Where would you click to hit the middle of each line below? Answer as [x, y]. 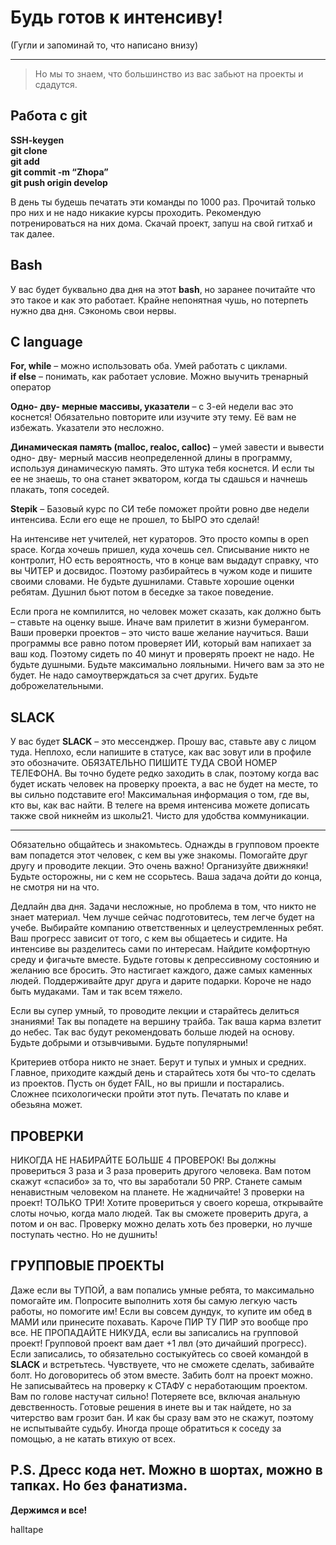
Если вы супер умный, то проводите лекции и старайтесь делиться [155, 1011]
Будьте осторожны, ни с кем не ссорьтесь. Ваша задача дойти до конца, [166, 877]
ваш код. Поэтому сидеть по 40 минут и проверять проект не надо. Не [162, 654]
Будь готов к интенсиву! [116, 17]
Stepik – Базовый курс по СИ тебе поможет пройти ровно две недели [160, 509]
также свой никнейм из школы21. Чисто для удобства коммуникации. [160, 816]
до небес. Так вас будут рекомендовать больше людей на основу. [152, 1032]
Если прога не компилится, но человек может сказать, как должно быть [166, 612]
